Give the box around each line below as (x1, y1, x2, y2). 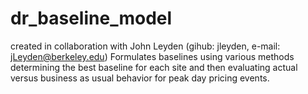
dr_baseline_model (10, 7, 173, 30)
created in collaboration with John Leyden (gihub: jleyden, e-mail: (10, 40, 281, 52)
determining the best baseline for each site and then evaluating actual (10, 61, 298, 73)
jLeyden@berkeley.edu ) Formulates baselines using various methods (10, 50, 295, 62)
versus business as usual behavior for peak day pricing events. (10, 72, 270, 84)
